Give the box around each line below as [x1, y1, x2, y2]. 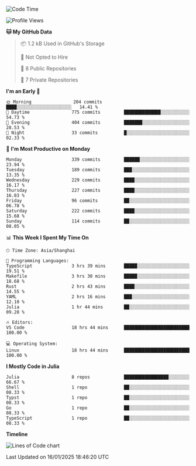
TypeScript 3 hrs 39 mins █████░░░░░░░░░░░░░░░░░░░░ [6, 263, 190, 269]
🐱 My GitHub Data [6, 28, 53, 35]
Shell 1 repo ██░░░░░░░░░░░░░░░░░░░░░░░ [6, 384, 190, 390]
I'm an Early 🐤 [6, 88, 40, 94]
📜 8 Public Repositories [20, 65, 77, 72]
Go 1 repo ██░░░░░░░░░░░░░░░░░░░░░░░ [6, 405, 190, 411]
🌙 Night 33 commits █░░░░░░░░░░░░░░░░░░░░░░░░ [6, 130, 190, 136]
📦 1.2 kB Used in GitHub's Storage [20, 40, 105, 47]
